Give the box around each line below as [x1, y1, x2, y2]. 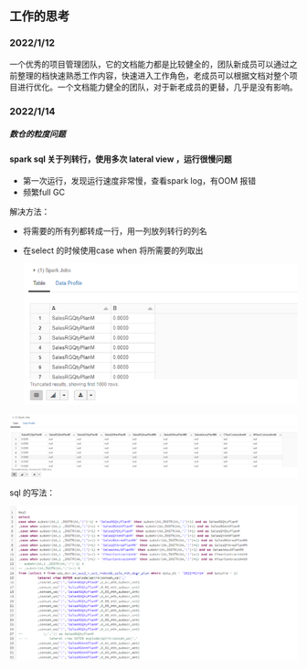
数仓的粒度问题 [9, 129, 66, 140]
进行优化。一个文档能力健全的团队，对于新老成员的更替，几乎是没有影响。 [16, 81, 298, 92]
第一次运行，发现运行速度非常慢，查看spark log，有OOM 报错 [22, 175, 257, 186]
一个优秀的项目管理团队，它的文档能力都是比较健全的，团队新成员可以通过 [9, 58, 290, 69]
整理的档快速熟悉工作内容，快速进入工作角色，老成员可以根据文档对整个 [16, 69, 290, 80]
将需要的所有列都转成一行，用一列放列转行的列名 [22, 226, 207, 237]
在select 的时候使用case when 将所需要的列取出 [22, 245, 204, 256]
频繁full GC [22, 186, 66, 198]
